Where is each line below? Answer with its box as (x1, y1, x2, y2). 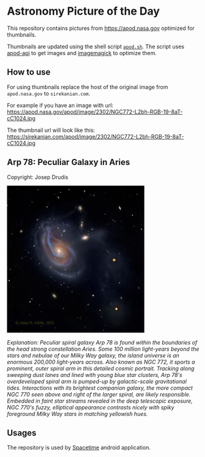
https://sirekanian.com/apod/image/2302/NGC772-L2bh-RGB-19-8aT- (7, 133, 184, 140)
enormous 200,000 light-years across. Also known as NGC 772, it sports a (7, 358, 195, 365)
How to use (7, 67, 51, 78)
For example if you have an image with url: (7, 101, 113, 109)
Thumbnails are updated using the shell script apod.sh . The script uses (7, 43, 185, 50)
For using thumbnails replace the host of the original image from (7, 83, 168, 90)
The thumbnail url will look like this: (7, 126, 95, 134)
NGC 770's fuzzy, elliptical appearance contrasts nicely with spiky (7, 403, 174, 411)
